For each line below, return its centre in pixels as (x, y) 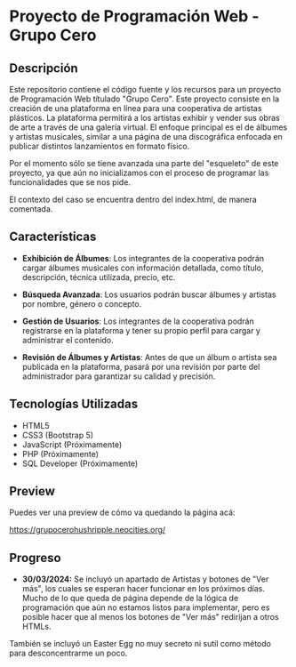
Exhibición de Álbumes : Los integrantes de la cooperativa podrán (143, 258)
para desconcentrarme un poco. (68, 653)
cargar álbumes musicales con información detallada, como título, (143, 268)
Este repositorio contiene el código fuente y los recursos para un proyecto (145, 89)
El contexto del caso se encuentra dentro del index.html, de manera (133, 199)
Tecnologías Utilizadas (74, 404)
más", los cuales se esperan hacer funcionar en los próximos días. (143, 589)
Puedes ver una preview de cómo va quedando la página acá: (122, 512)
